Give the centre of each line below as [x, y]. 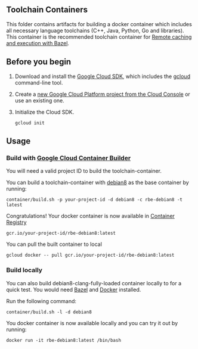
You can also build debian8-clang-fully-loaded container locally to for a [94, 283]
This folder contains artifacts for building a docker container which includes [99, 24]
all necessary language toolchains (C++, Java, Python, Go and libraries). [95, 30]
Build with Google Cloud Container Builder [69, 158]
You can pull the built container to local [54, 244]
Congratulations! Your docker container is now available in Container [90, 216]
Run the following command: [41, 301]
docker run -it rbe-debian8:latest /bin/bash [64, 340]
